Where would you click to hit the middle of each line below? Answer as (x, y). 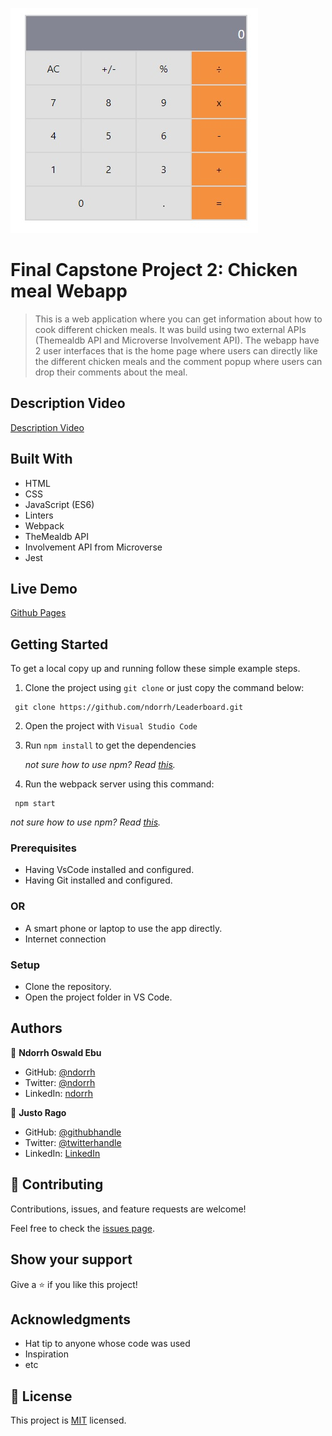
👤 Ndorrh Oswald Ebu (56, 1052)
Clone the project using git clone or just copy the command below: (164, 688)
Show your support (71, 1259)
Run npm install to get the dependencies (110, 745)
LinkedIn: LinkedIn (62, 1153)
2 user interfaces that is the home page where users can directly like (176, 350)
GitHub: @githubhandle (73, 1132)
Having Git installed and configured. (98, 880)
